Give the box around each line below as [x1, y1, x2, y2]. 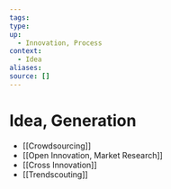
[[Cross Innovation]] [22, 159, 97, 170]
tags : [9, 13, 30, 22]
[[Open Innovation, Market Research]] [22, 149, 164, 160]
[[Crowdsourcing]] [22, 140, 92, 151]
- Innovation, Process [17, 38, 103, 48]
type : [9, 22, 30, 31]
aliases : [9, 64, 42, 73]
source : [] [9, 72, 50, 81]
